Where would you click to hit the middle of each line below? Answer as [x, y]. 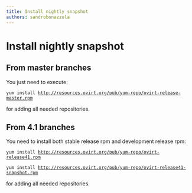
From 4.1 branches [41, 127]
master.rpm [19, 98]
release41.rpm [24, 157]
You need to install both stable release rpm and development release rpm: [96, 141]
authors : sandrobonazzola [38, 17]
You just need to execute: [37, 82]
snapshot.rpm [22, 173]
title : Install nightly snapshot [47, 11]
